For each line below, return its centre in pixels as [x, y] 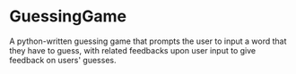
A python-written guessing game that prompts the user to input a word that [148, 41]
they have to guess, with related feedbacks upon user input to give [133, 50]
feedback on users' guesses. [63, 60]
